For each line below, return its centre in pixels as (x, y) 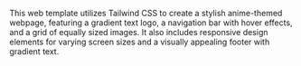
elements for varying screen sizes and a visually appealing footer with (140, 42)
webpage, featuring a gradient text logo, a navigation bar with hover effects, (151, 23)
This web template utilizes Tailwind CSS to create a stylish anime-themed (146, 13)
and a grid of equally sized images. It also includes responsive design (139, 32)
